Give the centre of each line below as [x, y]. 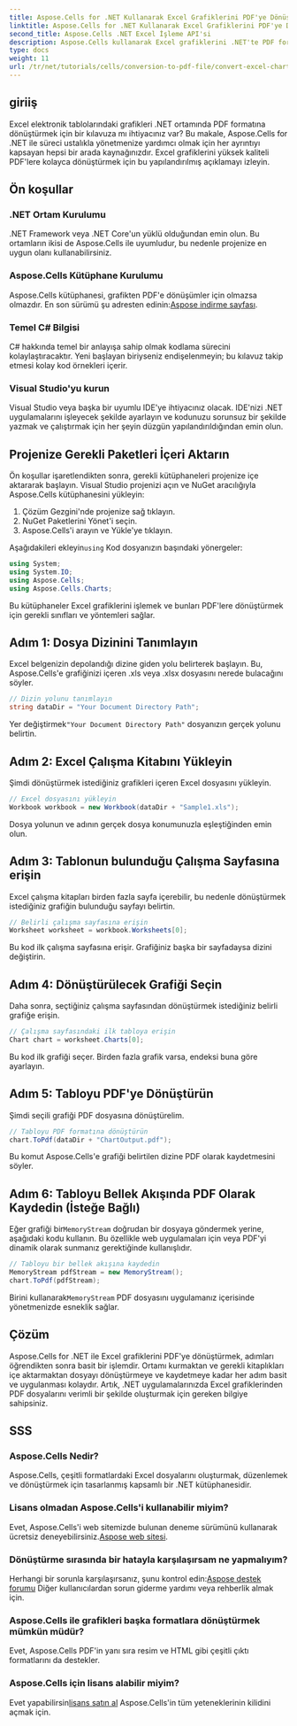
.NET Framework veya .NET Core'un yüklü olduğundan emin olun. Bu [134, 234]
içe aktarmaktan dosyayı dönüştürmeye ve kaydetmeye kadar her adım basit [148, 1374]
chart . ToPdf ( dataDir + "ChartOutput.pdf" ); [91, 1140]
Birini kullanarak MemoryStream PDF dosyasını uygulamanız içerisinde [132, 1297]
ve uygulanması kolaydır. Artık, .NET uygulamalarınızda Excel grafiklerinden [146, 1384]
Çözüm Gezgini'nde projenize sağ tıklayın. [99, 512]
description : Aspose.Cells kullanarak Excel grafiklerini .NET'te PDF [142, 42]
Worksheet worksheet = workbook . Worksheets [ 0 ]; [99, 931]
